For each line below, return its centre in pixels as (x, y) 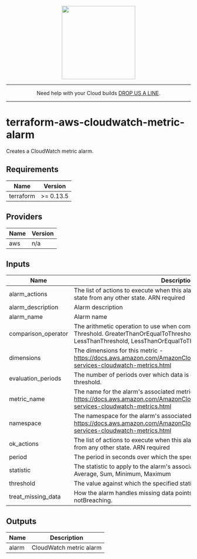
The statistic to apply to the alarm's (122, 467)
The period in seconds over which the (126, 457)
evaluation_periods (35, 379)
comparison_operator (39, 334)
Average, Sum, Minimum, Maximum (122, 474)
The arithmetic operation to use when (125, 326)
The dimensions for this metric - (118, 351)
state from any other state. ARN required (129, 298)
